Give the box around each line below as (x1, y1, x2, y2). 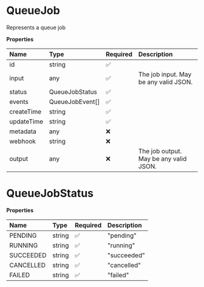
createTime (9, 107, 42, 116)
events (9, 97, 29, 106)
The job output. (138, 147, 182, 155)
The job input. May (138, 70, 192, 78)
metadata (9, 127, 36, 136)
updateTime (9, 117, 44, 125)
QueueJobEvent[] (49, 97, 100, 106)
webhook (9, 137, 36, 145)
